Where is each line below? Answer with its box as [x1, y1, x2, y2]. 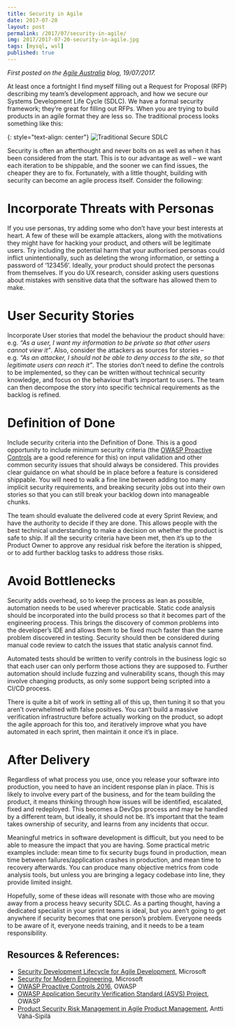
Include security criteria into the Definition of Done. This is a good [7, 438, 197, 447]
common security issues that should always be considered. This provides [7, 460, 219, 469]
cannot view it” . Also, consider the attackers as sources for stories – [7, 346, 204, 354]
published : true [7, 50, 55, 57]
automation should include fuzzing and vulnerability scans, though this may [7, 669, 225, 678]
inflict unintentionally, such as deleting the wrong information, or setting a [7, 253, 219, 262]
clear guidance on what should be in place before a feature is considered [7, 468, 218, 476]
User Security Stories [7, 308, 135, 323]
